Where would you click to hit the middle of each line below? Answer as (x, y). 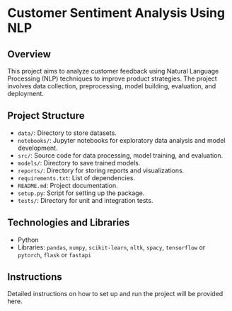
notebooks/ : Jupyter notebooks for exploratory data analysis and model (121, 140)
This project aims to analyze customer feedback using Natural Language (113, 71)
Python (28, 240)
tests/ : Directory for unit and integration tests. (85, 200)
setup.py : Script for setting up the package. (81, 193)
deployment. (25, 94)
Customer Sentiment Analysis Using (116, 13)
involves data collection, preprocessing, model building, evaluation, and (112, 86)
